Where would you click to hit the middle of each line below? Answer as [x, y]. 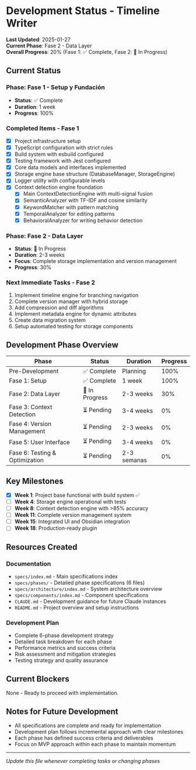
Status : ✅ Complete [38, 100]
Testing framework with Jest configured [62, 161]
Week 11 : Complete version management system [73, 515]
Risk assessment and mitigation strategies [65, 654]
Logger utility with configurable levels [60, 180]
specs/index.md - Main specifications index [66, 577]
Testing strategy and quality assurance [61, 660]
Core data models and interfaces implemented [70, 168]
